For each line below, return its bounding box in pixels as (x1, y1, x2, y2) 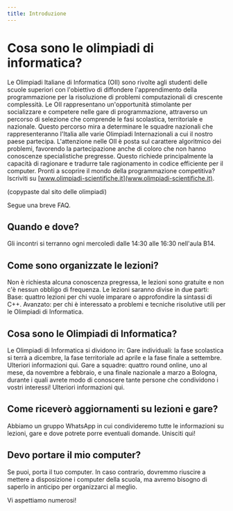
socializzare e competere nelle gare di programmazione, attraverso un (7, 107, 208, 115)
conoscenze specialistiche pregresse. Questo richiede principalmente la (7, 152, 214, 160)
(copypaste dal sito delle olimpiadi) (7, 187, 107, 195)
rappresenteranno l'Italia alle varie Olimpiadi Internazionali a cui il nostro (7, 129, 214, 138)
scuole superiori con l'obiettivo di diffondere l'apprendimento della (7, 85, 198, 94)
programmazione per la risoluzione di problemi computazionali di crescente (7, 92, 223, 101)
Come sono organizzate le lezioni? (7, 259, 159, 271)
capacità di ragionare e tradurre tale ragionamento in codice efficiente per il (7, 159, 223, 168)
